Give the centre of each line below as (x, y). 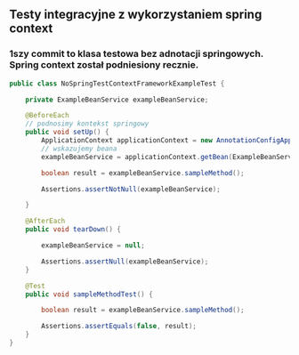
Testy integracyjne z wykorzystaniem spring (136, 15)
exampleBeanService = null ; (93, 246)
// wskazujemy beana (79, 149)
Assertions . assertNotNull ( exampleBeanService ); (131, 189)
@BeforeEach (47, 116)
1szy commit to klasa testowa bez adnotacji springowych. (137, 54)
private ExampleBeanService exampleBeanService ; (117, 100)
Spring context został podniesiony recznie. (104, 65)
